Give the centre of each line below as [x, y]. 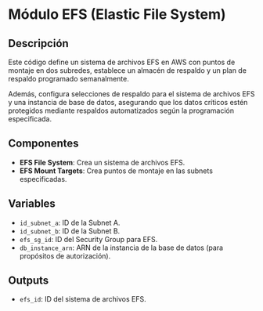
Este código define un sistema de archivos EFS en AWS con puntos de [122, 62]
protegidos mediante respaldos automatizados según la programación [121, 110]
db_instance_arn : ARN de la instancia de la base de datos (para [121, 248]
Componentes [44, 144]
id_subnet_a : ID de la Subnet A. [70, 222]
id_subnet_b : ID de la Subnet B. [70, 231]
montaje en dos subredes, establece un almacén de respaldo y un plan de [127, 71]
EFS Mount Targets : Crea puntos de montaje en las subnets [116, 171]
